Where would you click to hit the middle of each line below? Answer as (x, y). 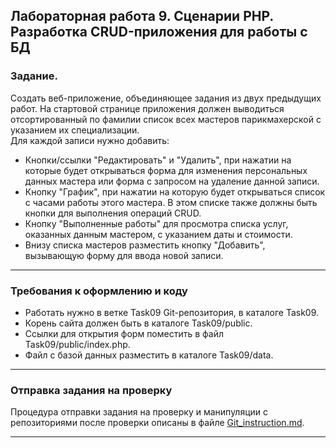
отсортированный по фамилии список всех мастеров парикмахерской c (166, 119)
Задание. (34, 76)
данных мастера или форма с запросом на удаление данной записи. (172, 181)
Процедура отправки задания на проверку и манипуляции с (139, 412)
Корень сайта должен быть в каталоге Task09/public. (138, 323)
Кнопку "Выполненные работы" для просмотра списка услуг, (156, 223)
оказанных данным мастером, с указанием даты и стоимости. (158, 234)
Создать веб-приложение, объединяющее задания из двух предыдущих (166, 98)
